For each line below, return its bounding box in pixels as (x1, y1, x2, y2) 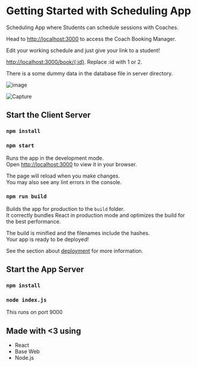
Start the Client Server (6, 110, 91, 120)
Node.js (14, 355, 34, 362)
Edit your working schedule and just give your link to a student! (6, 46, 160, 54)
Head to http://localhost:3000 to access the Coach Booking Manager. (6, 35, 176, 42)
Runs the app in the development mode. (6, 154, 104, 162)
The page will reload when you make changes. (6, 172, 120, 179)
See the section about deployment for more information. (6, 247, 144, 254)
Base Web (14, 348, 40, 355)
